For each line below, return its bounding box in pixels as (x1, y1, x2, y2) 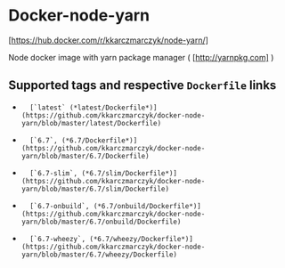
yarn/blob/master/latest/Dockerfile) (20, 118, 162, 127)
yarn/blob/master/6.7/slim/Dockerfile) (20, 184, 170, 193)
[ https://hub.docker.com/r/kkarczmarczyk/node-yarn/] (8, 35, 208, 45)
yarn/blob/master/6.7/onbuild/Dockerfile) (20, 217, 182, 226)
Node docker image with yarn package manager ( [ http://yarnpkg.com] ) (8, 52, 274, 62)
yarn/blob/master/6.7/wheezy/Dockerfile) (20, 250, 177, 259)
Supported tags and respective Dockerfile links (8, 77, 277, 93)
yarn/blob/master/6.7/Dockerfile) (20, 151, 150, 160)
